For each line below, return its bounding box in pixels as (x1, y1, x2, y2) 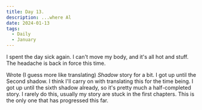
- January (11, 37, 36, 43)
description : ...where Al (6, 14, 71, 20)
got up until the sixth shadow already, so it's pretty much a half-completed (6, 84, 192, 91)
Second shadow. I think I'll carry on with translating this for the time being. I (6, 78, 194, 85)
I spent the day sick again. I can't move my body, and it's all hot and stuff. (6, 53, 189, 60)
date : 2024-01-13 (6, 20, 50, 26)
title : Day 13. (6, 8, 45, 15)
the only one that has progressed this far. (6, 97, 109, 104)
